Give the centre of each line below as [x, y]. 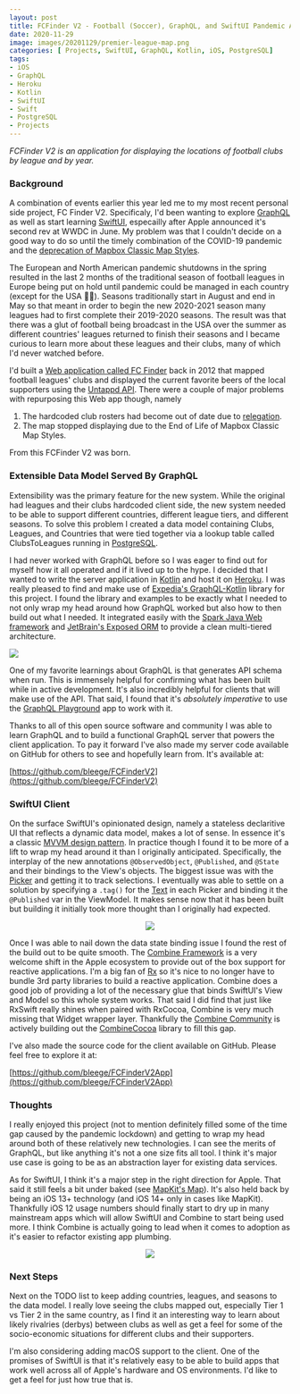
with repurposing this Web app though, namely [96, 399]
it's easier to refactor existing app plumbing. [90, 1237]
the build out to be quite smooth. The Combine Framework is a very [133, 952]
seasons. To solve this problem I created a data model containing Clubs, [142, 524]
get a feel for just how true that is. [71, 1380]
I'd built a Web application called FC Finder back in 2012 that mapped [137, 371]
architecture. [33, 636]
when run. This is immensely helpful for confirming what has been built [140, 679]
